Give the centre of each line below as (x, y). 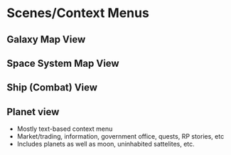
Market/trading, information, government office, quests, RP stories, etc (120, 137)
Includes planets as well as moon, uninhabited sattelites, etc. (106, 144)
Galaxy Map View (46, 39)
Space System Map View (63, 63)
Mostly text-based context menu (65, 129)
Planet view (33, 112)
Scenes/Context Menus (78, 13)
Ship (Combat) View (52, 88)
